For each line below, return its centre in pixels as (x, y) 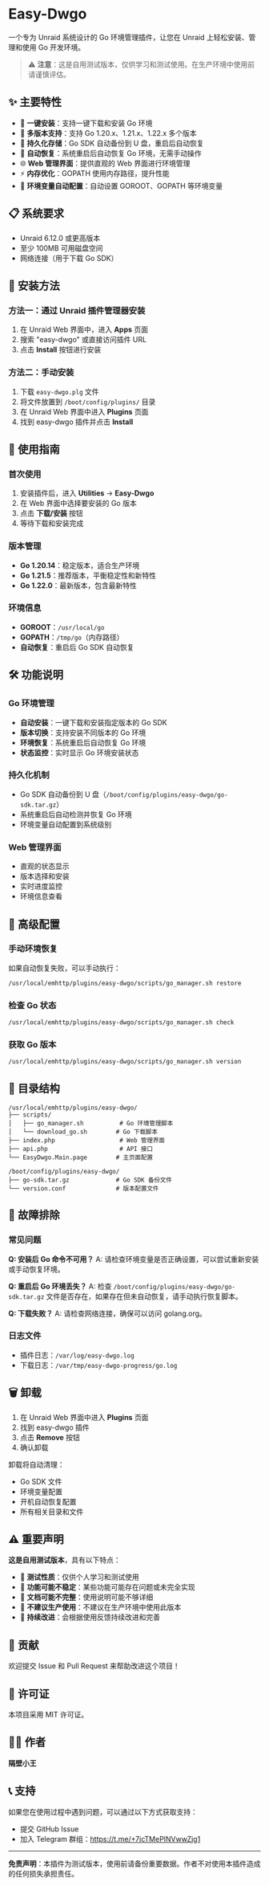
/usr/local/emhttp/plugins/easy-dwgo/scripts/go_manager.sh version (125, 1062)
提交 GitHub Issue (49, 1829)
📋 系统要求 (36, 214)
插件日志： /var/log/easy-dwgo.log (77, 1355)
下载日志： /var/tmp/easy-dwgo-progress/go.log (98, 1365)
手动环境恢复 (33, 949)
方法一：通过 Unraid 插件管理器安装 (77, 310)
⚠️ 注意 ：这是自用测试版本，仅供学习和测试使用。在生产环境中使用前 (141, 64)
